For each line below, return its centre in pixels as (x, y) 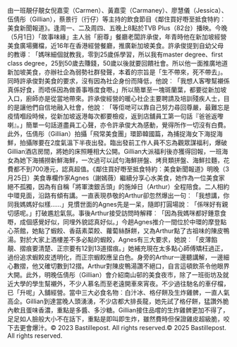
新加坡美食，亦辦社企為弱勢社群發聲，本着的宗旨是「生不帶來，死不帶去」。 (117, 72)
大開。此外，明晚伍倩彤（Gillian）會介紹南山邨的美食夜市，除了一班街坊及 (115, 275)
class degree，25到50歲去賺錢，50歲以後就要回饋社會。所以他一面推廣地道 (117, 63)
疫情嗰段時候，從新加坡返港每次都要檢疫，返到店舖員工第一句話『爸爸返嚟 (115, 116)
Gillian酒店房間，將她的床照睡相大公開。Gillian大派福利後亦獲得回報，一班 (115, 151)
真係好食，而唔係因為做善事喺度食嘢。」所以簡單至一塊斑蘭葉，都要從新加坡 (117, 90)
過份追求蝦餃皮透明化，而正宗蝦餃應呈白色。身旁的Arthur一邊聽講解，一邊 (115, 257)
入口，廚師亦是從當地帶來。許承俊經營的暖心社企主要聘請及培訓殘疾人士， (115, 98)
